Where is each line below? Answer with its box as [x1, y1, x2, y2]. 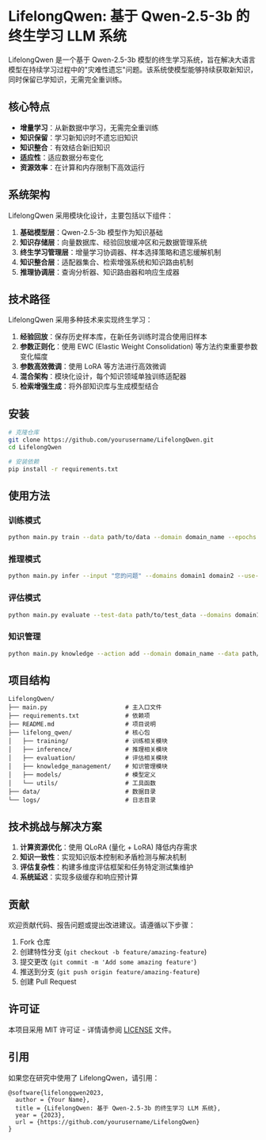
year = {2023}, [15, 1111, 66, 1119]
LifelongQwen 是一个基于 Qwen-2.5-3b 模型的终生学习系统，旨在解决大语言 [8, 55, 256, 64]
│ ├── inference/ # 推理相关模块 [8, 745, 168, 754]
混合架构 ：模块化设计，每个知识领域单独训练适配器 [19, 372, 187, 381]
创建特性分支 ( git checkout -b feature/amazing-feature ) [19, 947, 207, 957]
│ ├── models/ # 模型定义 [8, 771, 157, 779]
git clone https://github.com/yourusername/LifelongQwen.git [8, 436, 215, 445]
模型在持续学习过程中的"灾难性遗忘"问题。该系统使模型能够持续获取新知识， [8, 64, 258, 74]
